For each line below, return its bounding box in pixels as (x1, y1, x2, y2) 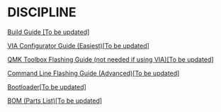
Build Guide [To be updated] (7, 28, 90, 36)
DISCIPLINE (7, 4, 76, 21)
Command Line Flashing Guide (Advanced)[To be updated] (7, 69, 180, 77)
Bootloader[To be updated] (7, 82, 86, 91)
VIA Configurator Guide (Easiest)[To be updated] (7, 41, 150, 50)
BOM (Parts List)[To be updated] (7, 96, 103, 105)
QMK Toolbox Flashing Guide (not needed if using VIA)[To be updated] (7, 55, 214, 64)
